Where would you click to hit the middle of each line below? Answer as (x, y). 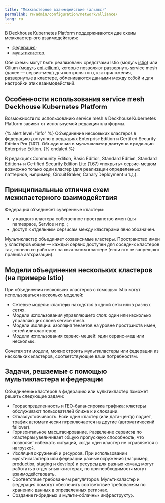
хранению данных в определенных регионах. (60, 490)
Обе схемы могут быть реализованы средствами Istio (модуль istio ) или (81, 63)
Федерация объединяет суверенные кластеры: (55, 209)
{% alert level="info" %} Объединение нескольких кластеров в (71, 133)
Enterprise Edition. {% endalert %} (40, 149)
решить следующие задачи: (34, 396)
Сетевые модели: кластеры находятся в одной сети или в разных (82, 304)
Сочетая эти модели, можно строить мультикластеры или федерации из (82, 351)
